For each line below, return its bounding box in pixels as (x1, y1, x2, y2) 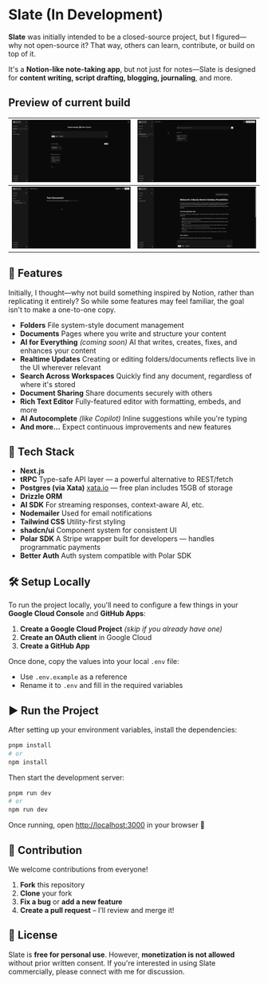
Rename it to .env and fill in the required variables (19, 681, 183, 690)
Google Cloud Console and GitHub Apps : (8, 609, 146, 618)
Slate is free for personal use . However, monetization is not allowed (8, 950, 235, 959)
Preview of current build (8, 96, 131, 109)
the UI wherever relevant (19, 362, 101, 372)
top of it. (8, 49, 36, 58)
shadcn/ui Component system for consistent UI (19, 525, 177, 535)
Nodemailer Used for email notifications (19, 508, 152, 518)
